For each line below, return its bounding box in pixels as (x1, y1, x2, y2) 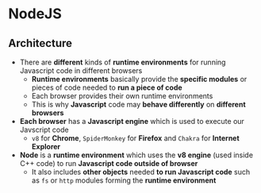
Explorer (31, 142, 61, 151)
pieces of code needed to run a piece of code (31, 83, 182, 92)
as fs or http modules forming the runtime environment (31, 176, 217, 185)
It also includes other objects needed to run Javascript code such (31, 168, 251, 176)
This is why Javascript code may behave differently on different (31, 100, 246, 109)
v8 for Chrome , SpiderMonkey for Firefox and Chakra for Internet (31, 133, 240, 143)
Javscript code (19, 125, 69, 134)
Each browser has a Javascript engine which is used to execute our (19, 117, 244, 125)
